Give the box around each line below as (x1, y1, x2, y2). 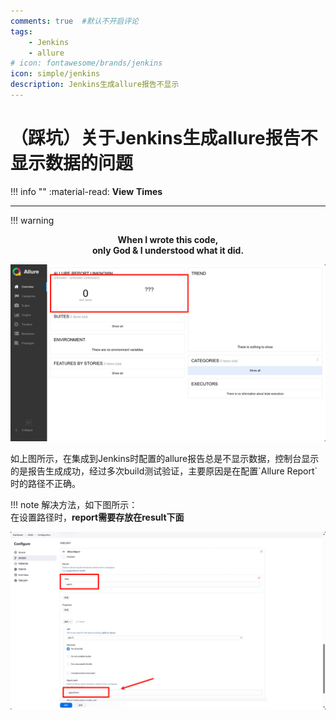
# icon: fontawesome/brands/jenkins (10, 58, 163, 69)
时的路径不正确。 (10, 478, 81, 490)
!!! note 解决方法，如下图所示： (10, 499, 138, 511)
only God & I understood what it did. (91, 244, 245, 256)
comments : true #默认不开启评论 (10, 16, 139, 26)
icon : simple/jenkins (10, 69, 101, 79)
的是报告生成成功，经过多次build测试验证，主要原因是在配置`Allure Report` (10, 465, 318, 477)
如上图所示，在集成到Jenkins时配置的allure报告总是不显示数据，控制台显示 (10, 453, 320, 465)
